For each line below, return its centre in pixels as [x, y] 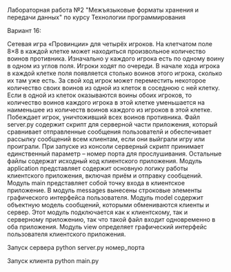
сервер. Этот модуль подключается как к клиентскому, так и [98, 212]
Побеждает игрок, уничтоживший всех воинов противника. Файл [104, 117]
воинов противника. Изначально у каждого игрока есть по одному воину [116, 59]
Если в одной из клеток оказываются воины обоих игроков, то [99, 95]
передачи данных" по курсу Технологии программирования [97, 17]
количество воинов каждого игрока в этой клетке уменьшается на [106, 102]
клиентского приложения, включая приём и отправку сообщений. [105, 176]
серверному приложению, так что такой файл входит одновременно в [111, 219]
